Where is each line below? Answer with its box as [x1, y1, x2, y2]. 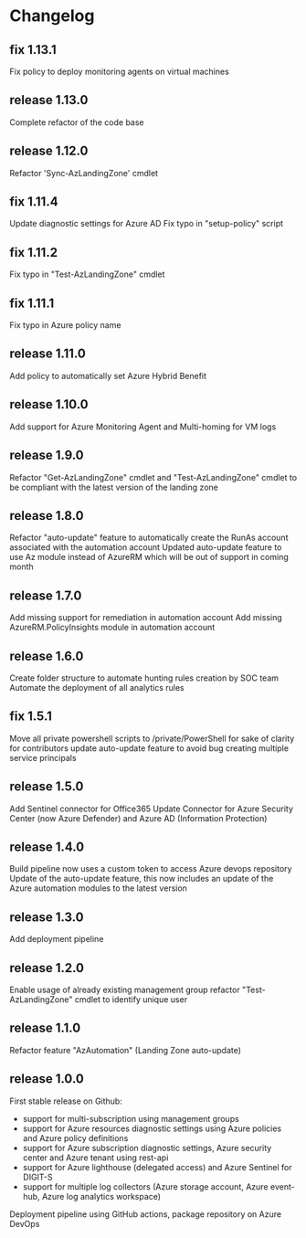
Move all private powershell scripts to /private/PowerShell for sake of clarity [9, 733, 295, 744]
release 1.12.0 [9, 143, 89, 159]
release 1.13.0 [9, 92, 89, 108]
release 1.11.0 [9, 346, 87, 362]
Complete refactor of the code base [9, 116, 144, 128]
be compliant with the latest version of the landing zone [9, 481, 219, 492]
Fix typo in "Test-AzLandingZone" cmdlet [9, 269, 165, 280]
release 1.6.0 [9, 648, 84, 663]
